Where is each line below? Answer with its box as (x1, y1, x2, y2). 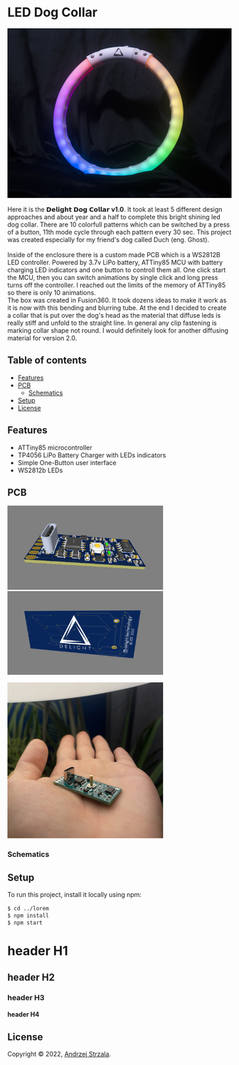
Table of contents (7, 354, 87, 367)
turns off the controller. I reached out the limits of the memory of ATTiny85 (7, 281, 226, 289)
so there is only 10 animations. (7, 288, 96, 296)
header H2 (7, 971, 55, 983)
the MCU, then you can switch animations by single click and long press (7, 273, 218, 281)
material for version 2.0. (7, 333, 78, 342)
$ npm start (7, 920, 43, 927)
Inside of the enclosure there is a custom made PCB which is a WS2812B (7, 250, 221, 259)
